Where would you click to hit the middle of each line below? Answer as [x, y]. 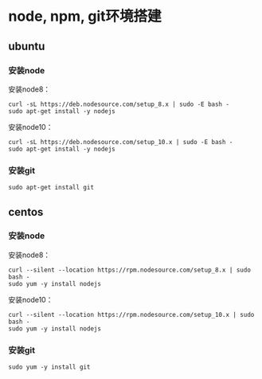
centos [26, 212]
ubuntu [27, 46]
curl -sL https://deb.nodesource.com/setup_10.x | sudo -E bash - [121, 142]
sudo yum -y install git [49, 367]
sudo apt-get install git [51, 188]
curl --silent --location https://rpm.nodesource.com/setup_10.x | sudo [131, 315]
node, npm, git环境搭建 [85, 16]
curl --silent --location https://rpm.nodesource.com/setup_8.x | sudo [129, 270]
